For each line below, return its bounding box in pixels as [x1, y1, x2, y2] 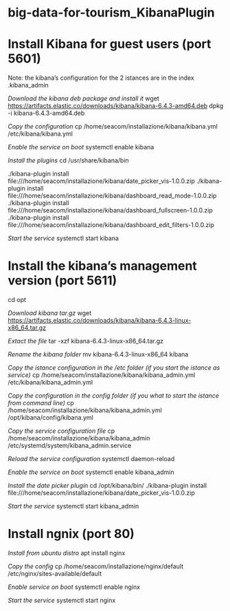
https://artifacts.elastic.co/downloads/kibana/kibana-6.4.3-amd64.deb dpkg [8, 102, 224, 110]
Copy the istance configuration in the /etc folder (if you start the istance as [8, 363, 220, 372]
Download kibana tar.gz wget [8, 309, 92, 317]
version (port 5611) [8, 273, 117, 288]
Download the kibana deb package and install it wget [8, 94, 160, 103]
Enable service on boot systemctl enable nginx [8, 583, 140, 591]
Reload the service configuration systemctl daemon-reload [8, 455, 175, 463]
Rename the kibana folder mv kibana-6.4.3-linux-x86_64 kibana [8, 350, 189, 358]
